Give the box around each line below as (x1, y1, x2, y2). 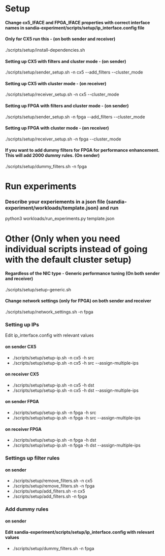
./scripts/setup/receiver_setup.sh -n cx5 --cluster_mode (5, 92, 119, 98)
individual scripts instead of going (5, 243, 148, 254)
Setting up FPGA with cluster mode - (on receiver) (5, 125, 109, 131)
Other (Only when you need (5, 233, 120, 244)
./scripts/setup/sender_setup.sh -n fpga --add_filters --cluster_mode (5, 114, 145, 120)
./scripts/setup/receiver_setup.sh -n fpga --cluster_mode (5, 136, 122, 142)
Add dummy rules (5, 506, 49, 513)
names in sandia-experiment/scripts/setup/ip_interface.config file (5, 25, 145, 31)
